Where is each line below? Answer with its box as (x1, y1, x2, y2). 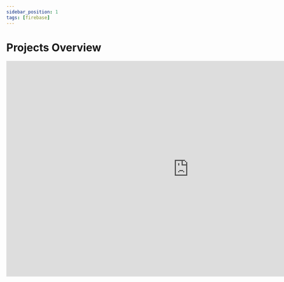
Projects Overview (6, 41, 101, 55)
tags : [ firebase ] (6, 15, 50, 21)
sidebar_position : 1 (6, 8, 59, 15)
